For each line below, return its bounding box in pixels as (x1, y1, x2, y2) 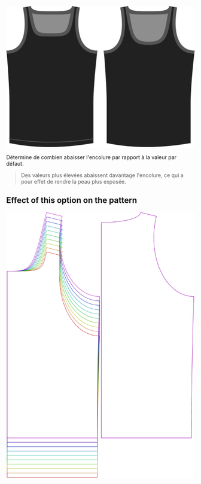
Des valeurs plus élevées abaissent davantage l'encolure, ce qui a (20, 171, 184, 179)
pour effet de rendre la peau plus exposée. (20, 178, 127, 185)
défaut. (6, 160, 24, 167)
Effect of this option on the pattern (6, 195, 138, 206)
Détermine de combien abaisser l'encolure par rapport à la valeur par (6, 153, 177, 161)
